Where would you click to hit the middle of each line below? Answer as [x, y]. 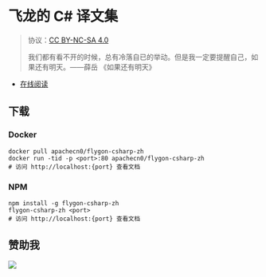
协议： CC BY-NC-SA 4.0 [68, 40]
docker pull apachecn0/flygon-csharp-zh [76, 151]
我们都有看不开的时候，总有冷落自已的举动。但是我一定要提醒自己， [139, 57]
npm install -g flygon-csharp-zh [64, 203]
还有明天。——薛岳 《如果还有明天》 [95, 67]
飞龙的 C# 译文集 [63, 16]
